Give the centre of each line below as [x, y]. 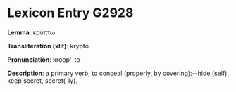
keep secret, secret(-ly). [42, 80]
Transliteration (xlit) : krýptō [48, 46]
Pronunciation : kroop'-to [44, 59]
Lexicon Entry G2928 [70, 13]
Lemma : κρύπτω [31, 32]
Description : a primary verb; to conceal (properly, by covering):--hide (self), [118, 73]
